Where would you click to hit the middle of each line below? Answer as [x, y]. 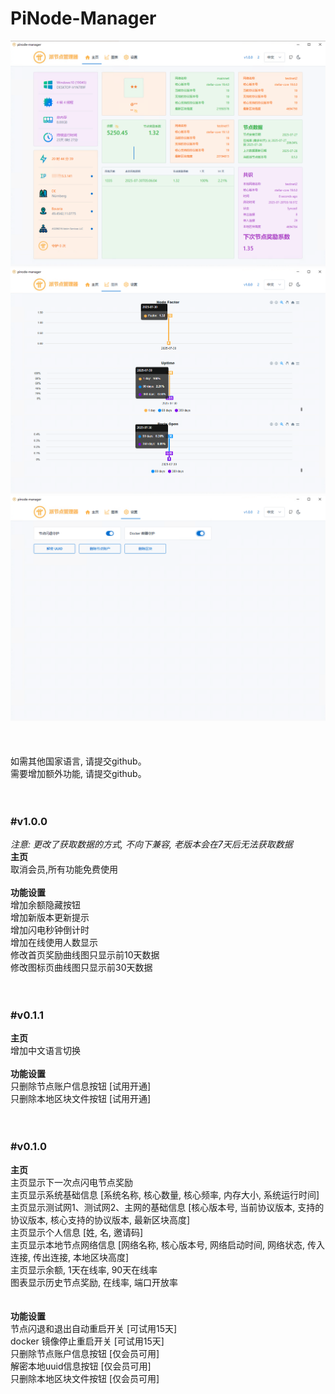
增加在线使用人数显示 [54, 942]
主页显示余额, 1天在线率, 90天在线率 [84, 1269]
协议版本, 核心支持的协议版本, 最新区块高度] [100, 1219]
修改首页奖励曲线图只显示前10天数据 [85, 954]
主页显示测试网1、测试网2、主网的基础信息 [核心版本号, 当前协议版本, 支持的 [167, 1207]
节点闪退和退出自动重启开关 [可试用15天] [94, 1328]
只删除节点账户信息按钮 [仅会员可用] [85, 1353]
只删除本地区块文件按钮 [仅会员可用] [85, 1378]
